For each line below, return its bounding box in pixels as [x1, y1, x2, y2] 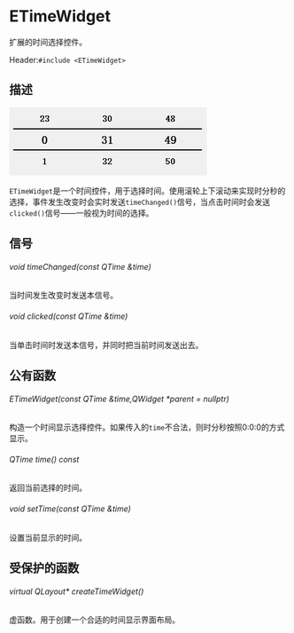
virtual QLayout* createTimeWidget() [9, 586, 144, 597]
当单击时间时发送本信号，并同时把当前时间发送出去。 [9, 339, 204, 350]
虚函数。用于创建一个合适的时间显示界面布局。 [9, 614, 180, 625]
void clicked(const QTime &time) [9, 311, 128, 321]
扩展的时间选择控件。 [9, 36, 87, 47]
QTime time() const [9, 454, 80, 464]
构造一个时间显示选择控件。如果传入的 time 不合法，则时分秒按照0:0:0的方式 [9, 422, 285, 432]
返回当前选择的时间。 [9, 482, 87, 494]
